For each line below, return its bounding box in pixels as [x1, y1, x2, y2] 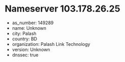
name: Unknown [12, 25, 47, 31]
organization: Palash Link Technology [12, 41, 91, 47]
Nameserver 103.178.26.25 [5, 3, 120, 15]
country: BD [12, 36, 37, 42]
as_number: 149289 [12, 20, 54, 26]
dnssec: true [12, 51, 38, 58]
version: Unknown [12, 46, 50, 52]
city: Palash [12, 30, 36, 36]
